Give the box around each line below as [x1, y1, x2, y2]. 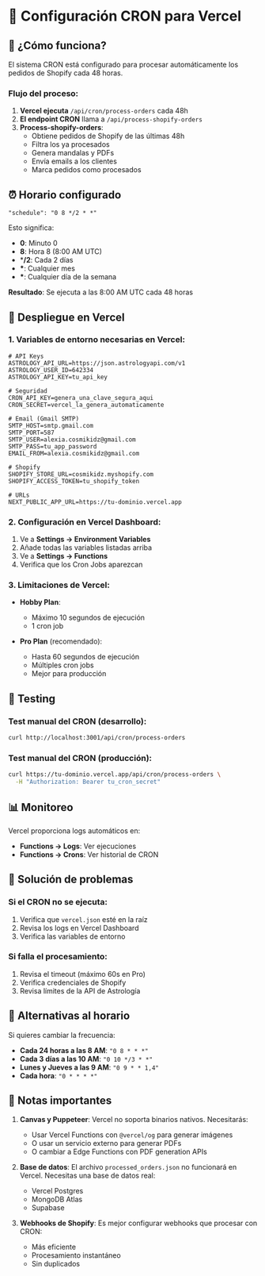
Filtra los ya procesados [31, 140, 110, 149]
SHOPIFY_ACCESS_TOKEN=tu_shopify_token [8, 477, 140, 485]
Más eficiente [31, 1242, 77, 1252]
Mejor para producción [31, 669, 107, 678]
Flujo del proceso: [8, 87, 79, 98]
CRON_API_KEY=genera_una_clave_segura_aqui [8, 394, 154, 402]
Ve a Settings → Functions [19, 552, 108, 561]
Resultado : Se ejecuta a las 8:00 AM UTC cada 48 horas [8, 287, 194, 297]
